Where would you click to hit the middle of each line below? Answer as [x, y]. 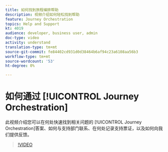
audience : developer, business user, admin [52, 33]
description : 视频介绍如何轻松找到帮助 [42, 15]
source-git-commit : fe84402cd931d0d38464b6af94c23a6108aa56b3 [72, 52]
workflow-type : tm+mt [28, 56]
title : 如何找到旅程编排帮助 [32, 10]
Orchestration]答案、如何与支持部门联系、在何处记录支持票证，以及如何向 [82, 128]
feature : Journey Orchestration [39, 19]
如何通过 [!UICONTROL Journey [72, 97]
